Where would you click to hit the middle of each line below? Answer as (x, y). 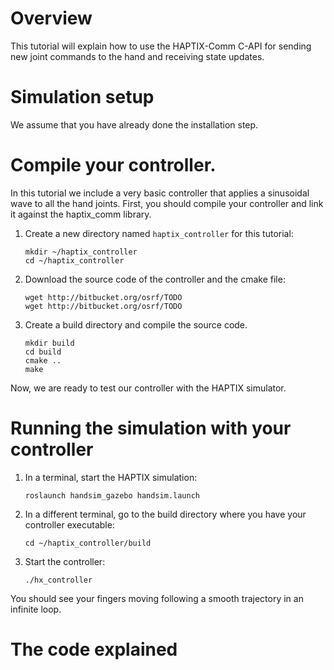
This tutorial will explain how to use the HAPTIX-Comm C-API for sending (161, 46)
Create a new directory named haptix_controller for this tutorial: (159, 233)
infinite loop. (36, 609)
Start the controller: (65, 561)
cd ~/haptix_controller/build (88, 543)
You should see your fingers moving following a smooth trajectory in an (157, 598)
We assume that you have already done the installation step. (134, 124)
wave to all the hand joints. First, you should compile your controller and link (167, 203)
